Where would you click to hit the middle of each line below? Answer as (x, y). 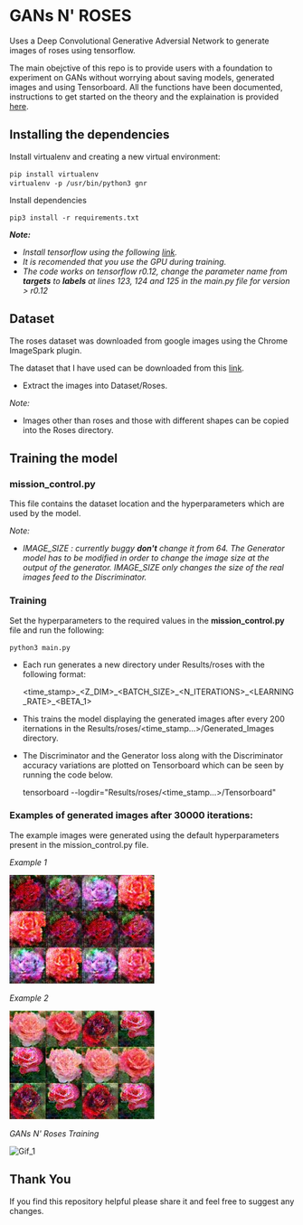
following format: (54, 674)
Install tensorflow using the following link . (100, 252)
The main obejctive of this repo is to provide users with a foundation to (141, 68)
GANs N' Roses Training (54, 1133)
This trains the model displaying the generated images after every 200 (153, 719)
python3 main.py (40, 647)
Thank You (40, 1179)
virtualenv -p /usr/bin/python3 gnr (78, 183)
